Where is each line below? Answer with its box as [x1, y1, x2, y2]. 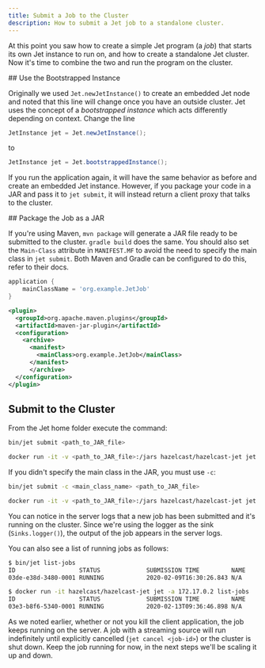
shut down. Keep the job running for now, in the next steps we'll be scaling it [8, 643, 257, 652]
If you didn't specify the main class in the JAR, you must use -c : [8, 468, 216, 477]
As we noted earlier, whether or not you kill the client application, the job [8, 617, 244, 627]
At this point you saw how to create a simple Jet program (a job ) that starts [8, 40, 252, 50]
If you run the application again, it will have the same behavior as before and [8, 173, 257, 182]
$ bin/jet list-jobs [8, 559, 77, 567]
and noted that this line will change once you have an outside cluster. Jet [8, 97, 246, 106]
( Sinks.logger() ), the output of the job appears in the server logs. [8, 528, 223, 537]
